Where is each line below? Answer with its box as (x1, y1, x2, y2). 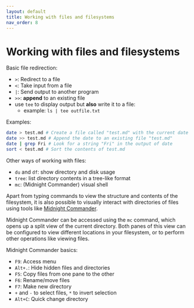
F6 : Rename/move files (14, 276, 70, 283)
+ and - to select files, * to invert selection (14, 289, 117, 296)
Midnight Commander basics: (6, 246, 78, 253)
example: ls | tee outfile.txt (23, 107, 100, 114)
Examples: (6, 118, 31, 125)
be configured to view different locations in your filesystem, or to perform (6, 228, 185, 236)
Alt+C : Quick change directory (14, 295, 88, 302)
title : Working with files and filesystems (6, 14, 115, 20)
